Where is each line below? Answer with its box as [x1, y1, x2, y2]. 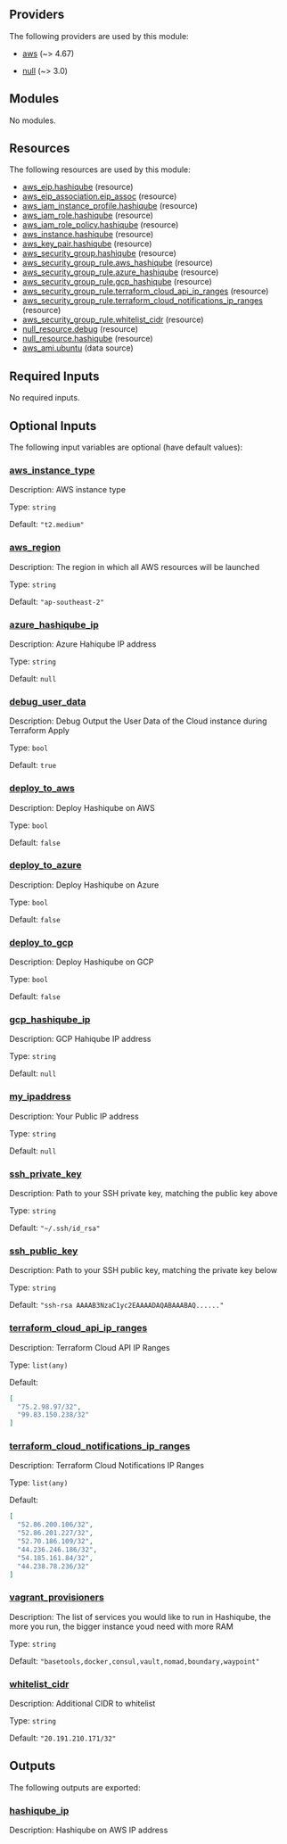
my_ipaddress [9, 1090, 71, 1103]
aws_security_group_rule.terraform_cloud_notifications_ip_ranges [21, 295, 263, 306]
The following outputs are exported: [9, 1782, 141, 1792]
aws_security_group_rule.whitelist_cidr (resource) [21, 314, 204, 325]
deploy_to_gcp [9, 936, 74, 948]
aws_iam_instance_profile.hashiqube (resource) [21, 201, 198, 211]
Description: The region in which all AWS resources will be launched [9, 561, 260, 572]
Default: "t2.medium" [9, 519, 85, 530]
